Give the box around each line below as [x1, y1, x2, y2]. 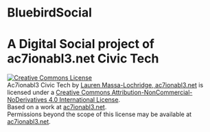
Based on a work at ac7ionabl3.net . [7, 103, 107, 111]
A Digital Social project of [7, 36, 155, 52]
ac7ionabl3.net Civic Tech [7, 51, 159, 67]
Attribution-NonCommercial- [111, 88, 193, 97]
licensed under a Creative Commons [7, 88, 110, 97]
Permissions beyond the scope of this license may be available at [7, 110, 192, 118]
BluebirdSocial [7, 5, 93, 21]
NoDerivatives [7, 96, 47, 104]
